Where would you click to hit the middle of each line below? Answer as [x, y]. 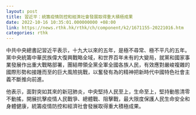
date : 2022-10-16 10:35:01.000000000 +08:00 [61, 22]
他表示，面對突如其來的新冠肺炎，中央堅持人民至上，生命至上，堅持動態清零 [98, 92]
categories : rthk [27, 33]
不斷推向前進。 [29, 80]
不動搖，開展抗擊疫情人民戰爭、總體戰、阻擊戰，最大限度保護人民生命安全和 [98, 99]
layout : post [22, 11]
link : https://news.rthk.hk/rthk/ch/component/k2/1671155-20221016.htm [95, 28]
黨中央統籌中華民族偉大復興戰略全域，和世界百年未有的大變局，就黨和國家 [95, 57]
